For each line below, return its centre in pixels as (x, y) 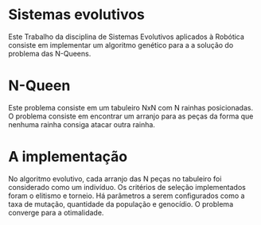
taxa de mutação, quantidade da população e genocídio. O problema (121, 204)
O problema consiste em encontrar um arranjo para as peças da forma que (131, 116)
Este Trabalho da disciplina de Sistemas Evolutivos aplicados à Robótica (127, 37)
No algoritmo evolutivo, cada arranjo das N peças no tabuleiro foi (115, 178)
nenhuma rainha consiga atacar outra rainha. (82, 124)
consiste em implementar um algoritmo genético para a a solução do (121, 45)
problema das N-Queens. (50, 53)
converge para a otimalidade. (56, 212)
